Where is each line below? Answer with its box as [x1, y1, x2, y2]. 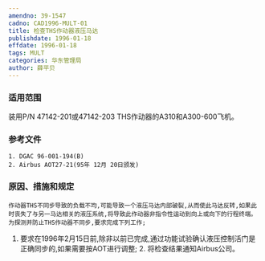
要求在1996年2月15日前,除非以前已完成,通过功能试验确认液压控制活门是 [19, 234, 256, 243]
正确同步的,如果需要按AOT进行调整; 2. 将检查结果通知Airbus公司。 [19, 243, 239, 253]
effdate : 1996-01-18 [8, 42, 78, 50]
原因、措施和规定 [8, 181, 75, 193]
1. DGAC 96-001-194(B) [8, 153, 84, 161]
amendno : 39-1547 [8, 11, 67, 20]
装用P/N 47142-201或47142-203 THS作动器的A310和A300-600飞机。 [8, 112, 238, 121]
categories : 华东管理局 [8, 57, 82, 65]
